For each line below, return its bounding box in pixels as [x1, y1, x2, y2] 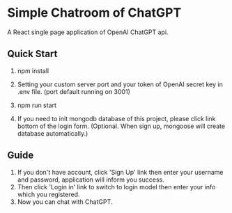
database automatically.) [17, 129, 88, 137]
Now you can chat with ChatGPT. [17, 197, 113, 206]
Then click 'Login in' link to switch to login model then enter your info [17, 182, 216, 191]
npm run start [17, 101, 57, 109]
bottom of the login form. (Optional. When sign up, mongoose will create [17, 122, 225, 130]
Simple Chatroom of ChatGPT [7, 5, 182, 21]
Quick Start [7, 48, 58, 60]
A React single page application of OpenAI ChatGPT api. [7, 28, 169, 36]
